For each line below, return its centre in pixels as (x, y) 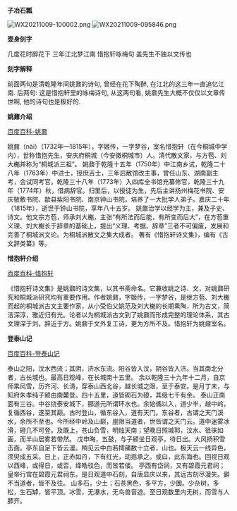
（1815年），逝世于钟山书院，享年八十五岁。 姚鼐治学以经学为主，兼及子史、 (118, 208)
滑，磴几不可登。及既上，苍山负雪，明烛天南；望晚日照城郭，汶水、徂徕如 (115, 430)
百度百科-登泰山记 (34, 353)
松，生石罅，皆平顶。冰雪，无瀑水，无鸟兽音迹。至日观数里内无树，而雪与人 (119, 492)
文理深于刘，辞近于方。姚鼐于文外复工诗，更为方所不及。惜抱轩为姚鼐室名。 (119, 324)
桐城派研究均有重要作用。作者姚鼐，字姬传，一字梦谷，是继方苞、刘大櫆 (124, 297)
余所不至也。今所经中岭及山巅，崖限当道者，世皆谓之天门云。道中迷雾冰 (124, 421)
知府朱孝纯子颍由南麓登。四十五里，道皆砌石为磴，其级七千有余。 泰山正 (113, 395)
